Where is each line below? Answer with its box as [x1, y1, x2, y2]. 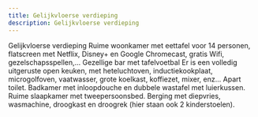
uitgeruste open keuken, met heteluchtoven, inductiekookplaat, [8, 66, 213, 75]
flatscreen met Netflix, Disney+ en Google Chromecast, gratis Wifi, [8, 49, 225, 58]
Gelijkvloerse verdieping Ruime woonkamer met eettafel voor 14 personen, [8, 40, 251, 50]
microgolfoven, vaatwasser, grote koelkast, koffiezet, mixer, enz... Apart [8, 74, 241, 84]
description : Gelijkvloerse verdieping [8, 19, 140, 27]
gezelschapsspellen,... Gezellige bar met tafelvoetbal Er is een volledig [8, 57, 238, 67]
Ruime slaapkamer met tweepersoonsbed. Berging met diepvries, [8, 91, 221, 100]
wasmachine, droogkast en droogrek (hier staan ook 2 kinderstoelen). [8, 100, 235, 109]
